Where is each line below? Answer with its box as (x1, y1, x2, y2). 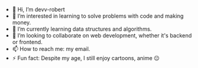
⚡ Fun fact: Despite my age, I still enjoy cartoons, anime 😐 (12, 55, 160, 61)
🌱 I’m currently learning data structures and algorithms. (12, 25, 152, 32)
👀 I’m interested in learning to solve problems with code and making (12, 12, 184, 20)
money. (12, 19, 31, 26)
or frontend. (12, 39, 43, 45)
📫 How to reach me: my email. (12, 45, 91, 52)
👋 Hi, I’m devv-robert (12, 6, 66, 13)
